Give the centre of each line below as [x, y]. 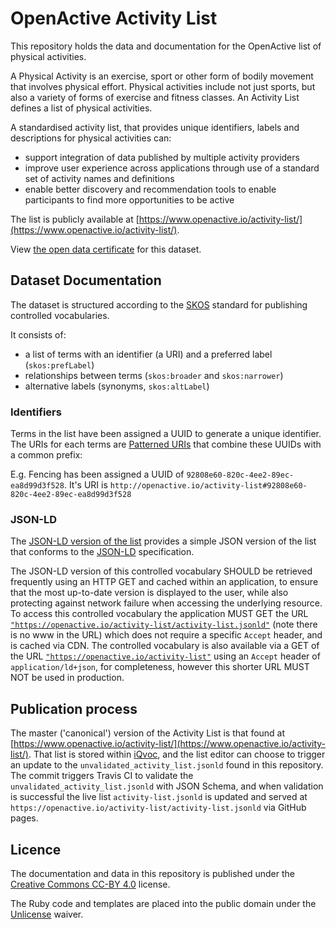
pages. [24, 818]
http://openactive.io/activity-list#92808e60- [208, 486]
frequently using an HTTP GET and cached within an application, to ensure [164, 582]
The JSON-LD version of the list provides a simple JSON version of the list [163, 541]
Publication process [74, 708]
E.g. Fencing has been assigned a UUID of [97, 474]
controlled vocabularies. [60, 315]
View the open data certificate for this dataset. [106, 249]
